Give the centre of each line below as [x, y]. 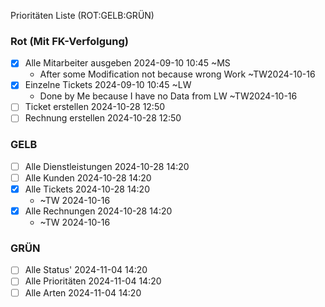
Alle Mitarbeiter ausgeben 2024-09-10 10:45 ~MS [127, 63]
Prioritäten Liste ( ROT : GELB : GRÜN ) [82, 15]
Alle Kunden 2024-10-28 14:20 [88, 177]
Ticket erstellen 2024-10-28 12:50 [95, 107]
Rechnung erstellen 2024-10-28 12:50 [103, 118]
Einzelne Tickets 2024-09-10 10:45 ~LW [108, 85]
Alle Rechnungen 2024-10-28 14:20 [98, 211]
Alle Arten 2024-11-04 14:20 [83, 292]
